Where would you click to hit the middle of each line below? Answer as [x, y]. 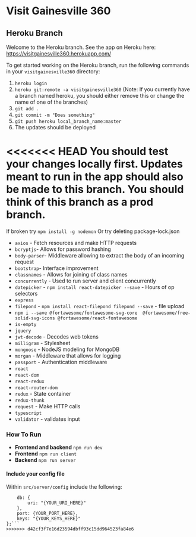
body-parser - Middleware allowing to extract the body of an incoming [99, 255]
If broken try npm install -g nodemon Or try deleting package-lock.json [93, 231]
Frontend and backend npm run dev [59, 448]
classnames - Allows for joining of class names [71, 274]
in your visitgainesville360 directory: [53, 72]
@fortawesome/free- [167, 313]
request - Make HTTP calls [48, 406]
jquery [23, 331]
